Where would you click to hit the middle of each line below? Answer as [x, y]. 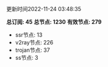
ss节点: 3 [27, 58]
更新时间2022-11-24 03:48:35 [44, 9]
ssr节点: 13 [29, 35]
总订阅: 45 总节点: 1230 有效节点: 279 [54, 22]
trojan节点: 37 [32, 50]
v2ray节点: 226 [34, 42]
